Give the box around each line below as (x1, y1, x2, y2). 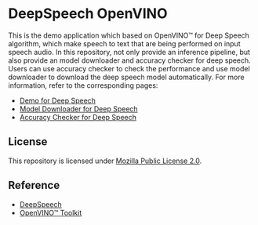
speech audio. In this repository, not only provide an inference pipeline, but (8, 47, 251, 56)
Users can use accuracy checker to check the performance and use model (8, 64, 250, 73)
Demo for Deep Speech (19, 96, 96, 105)
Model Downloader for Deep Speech (19, 103, 139, 114)
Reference (8, 179, 60, 192)
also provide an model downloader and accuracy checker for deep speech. (8, 56, 251, 65)
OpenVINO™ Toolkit (19, 208, 82, 217)
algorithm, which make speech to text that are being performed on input (8, 38, 241, 48)
